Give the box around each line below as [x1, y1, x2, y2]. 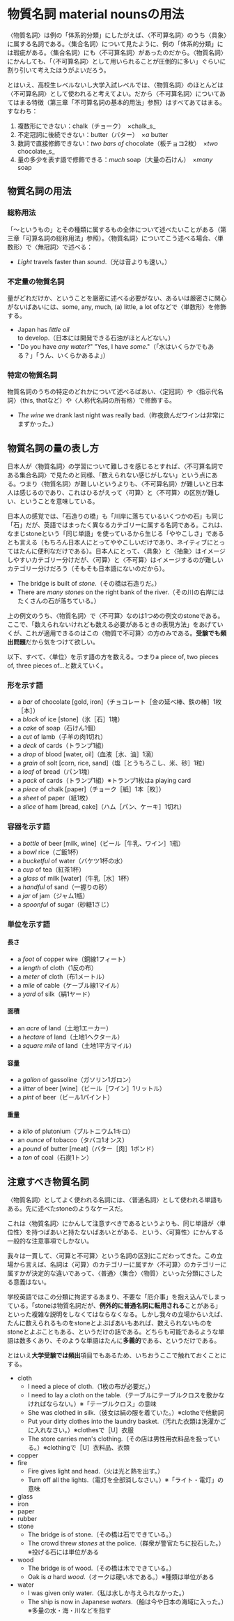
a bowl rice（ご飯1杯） [17, 847, 82, 856]
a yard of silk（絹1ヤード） [17, 990, 94, 998]
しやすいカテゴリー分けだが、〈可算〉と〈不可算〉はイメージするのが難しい [7, 556, 224, 564]
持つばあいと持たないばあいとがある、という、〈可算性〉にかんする [31, 1228, 224, 1237]
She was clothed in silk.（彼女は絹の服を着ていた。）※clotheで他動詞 [27, 1409, 224, 1417]
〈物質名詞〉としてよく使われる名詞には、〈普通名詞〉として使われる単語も [7, 1196, 223, 1204]
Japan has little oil [17, 325, 70, 333]
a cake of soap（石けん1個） [17, 724, 100, 733]
